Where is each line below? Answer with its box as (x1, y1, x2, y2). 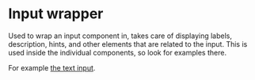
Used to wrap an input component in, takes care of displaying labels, (8, 31, 232, 40)
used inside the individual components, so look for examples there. (8, 48, 227, 57)
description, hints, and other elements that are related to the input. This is (8, 39, 248, 48)
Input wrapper (8, 5, 104, 23)
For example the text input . (8, 63, 96, 72)
